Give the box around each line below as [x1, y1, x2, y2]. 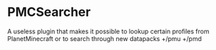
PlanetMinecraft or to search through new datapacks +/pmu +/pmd [7, 34, 202, 42]
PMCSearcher [7, 4, 91, 20]
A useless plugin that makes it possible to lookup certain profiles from [7, 27, 210, 35]
